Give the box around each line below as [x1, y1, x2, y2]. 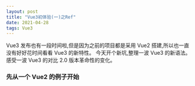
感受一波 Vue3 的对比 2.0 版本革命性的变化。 [6, 57, 116, 64]
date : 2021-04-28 [6, 19, 49, 25]
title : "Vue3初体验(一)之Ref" [6, 14, 76, 20]
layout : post [6, 8, 38, 15]
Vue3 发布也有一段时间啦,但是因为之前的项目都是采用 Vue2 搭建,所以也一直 [6, 42, 190, 49]
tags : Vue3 [6, 25, 33, 31]
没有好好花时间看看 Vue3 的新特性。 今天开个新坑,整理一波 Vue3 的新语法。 [6, 49, 191, 57]
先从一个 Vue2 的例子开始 [6, 73, 80, 81]
